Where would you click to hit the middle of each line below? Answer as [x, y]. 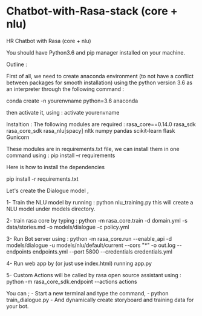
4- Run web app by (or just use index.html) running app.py [79, 263]
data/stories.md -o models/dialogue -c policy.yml [68, 227]
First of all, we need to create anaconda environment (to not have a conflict [100, 76]
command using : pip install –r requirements [61, 155]
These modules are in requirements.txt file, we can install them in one [93, 149]
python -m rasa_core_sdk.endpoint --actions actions [72, 281]
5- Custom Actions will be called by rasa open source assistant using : [94, 275]
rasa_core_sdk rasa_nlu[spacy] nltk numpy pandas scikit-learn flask [91, 130]
